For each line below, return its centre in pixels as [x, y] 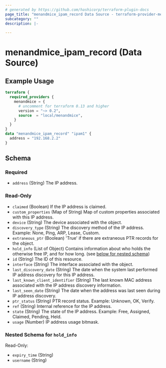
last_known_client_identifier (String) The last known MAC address [82, 280]
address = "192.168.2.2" [35, 138]
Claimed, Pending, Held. [37, 317]
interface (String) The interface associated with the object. [73, 264]
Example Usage [30, 81]
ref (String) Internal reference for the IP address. [62, 306]
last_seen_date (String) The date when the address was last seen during [86, 290]
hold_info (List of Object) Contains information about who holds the [81, 248]
